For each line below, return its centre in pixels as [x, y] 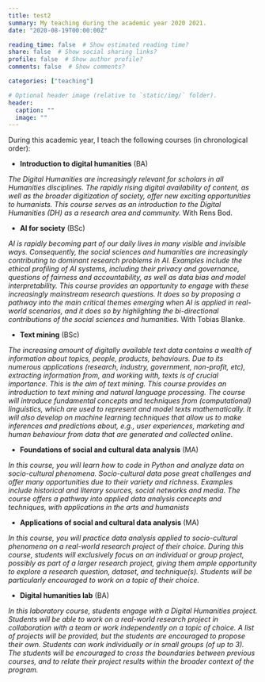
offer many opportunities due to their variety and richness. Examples [121, 482]
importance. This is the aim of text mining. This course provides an [117, 384]
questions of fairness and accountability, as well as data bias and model [127, 278]
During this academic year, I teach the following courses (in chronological [128, 140]
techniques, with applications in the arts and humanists [99, 508]
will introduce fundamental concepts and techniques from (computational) [130, 400]
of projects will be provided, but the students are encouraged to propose [127, 636]
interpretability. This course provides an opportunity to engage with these [129, 285]
